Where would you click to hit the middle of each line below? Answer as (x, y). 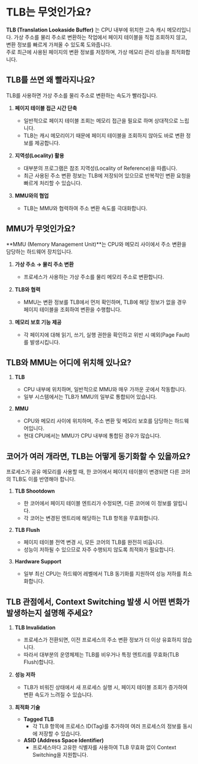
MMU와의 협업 (32, 195)
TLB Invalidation (35, 627)
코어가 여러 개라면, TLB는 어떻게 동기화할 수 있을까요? (98, 456)
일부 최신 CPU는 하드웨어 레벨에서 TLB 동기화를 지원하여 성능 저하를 (102, 574)
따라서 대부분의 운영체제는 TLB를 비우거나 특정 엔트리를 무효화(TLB (101, 654)
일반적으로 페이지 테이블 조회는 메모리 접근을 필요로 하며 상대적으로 (101, 121)
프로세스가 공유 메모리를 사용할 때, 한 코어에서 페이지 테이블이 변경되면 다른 (93, 472)
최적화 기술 (27, 707)
